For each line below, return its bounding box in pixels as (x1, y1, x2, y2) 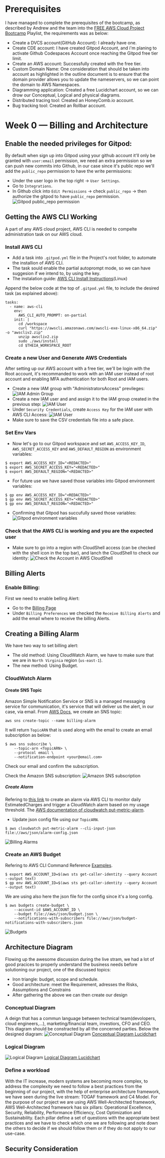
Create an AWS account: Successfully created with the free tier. (12, 61, 142, 66)
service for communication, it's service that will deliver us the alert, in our (5, 703, 154, 709)
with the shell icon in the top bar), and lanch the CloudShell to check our (12, 550, 159, 556)
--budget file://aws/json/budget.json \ (14, 911, 98, 917)
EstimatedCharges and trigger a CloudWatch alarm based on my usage (5, 801, 149, 807)
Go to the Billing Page (12, 605, 57, 611)
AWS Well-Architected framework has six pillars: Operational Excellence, (5, 1104, 153, 1110)
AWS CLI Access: (12, 412, 48, 418)
